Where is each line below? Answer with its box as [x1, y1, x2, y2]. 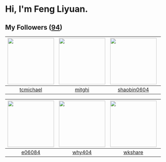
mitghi [75, 86, 90, 93]
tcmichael [19, 86, 42, 93]
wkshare [123, 149, 143, 156]
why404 [72, 149, 92, 156]
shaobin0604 [118, 86, 149, 93]
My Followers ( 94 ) [5, 23, 63, 32]
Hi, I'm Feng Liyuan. [5, 3, 88, 15]
